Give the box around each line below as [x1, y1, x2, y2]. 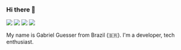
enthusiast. [6, 39, 34, 46]
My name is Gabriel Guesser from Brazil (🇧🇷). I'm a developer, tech [6, 31, 175, 39]
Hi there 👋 [6, 5, 36, 14]
